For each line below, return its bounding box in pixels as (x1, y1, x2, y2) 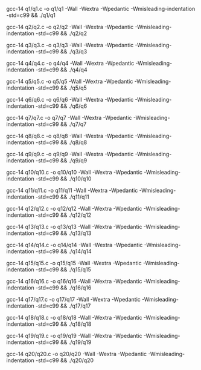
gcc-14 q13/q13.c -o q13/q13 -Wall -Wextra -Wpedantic (6, 223, 142, 230)
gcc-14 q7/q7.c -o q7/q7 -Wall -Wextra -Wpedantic (6, 114, 132, 121)
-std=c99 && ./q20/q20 (35, 357, 94, 364)
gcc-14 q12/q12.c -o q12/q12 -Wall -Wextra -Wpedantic (6, 205, 142, 212)
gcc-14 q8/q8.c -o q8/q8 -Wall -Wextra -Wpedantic (6, 133, 134, 139)
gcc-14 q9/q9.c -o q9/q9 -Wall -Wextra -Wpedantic (6, 151, 134, 157)
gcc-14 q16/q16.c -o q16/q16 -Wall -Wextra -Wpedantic (6, 278, 142, 285)
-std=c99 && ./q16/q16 (35, 284, 92, 291)
